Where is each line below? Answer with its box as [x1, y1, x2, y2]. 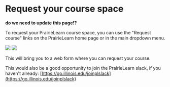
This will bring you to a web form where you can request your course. [5, 55, 151, 61]
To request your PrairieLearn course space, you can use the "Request [5, 29, 151, 35]
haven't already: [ [5, 70, 42, 76]
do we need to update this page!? [5, 20, 77, 26]
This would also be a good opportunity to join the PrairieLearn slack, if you [5, 65, 161, 71]
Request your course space [5, 3, 124, 15]
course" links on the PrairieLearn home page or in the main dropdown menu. [5, 35, 165, 41]
